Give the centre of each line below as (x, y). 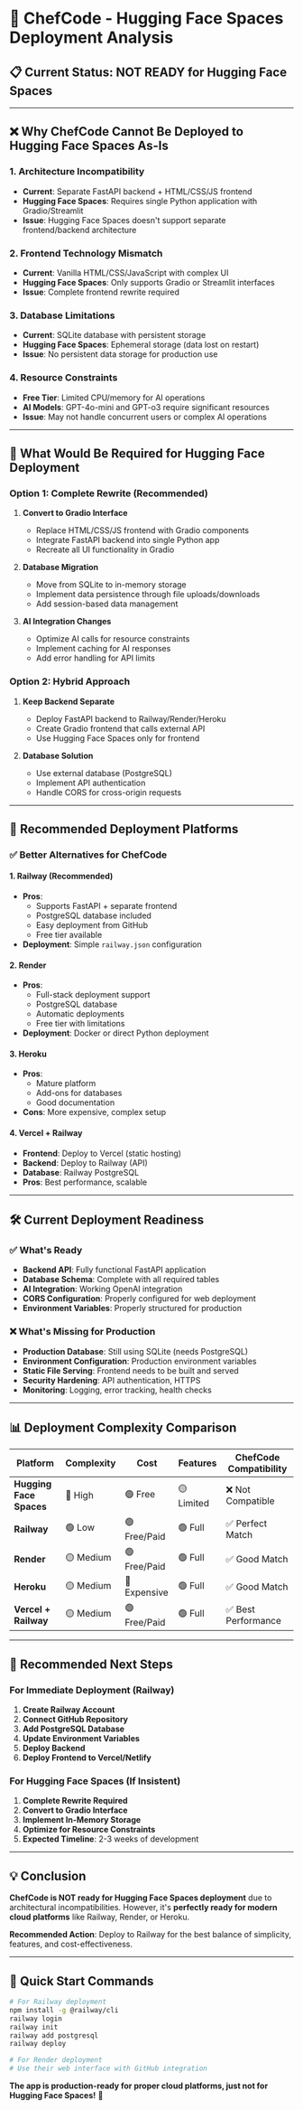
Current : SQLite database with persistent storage (114, 335)
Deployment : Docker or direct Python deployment (115, 1033)
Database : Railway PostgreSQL (81, 1172)
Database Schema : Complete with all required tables (121, 1280)
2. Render (28, 965)
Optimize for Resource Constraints (89, 1830)
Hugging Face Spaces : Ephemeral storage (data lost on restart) (141, 345)
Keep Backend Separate (69, 701)
